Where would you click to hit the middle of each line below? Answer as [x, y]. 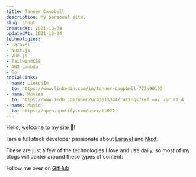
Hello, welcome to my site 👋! [41, 127]
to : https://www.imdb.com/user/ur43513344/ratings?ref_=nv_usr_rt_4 [98, 99]
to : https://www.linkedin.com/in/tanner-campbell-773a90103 [87, 89]
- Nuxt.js [18, 50]
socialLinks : [22, 78]
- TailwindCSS [24, 61]
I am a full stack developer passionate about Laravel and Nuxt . [82, 139]
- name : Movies [25, 94]
